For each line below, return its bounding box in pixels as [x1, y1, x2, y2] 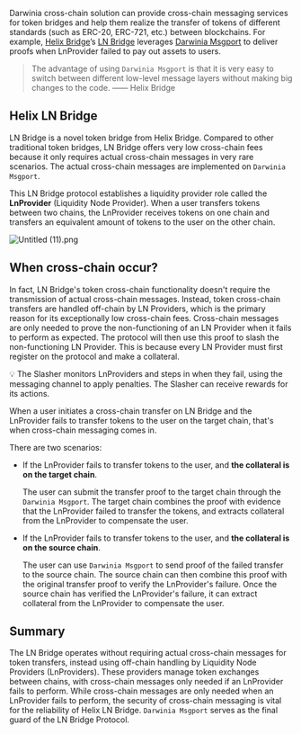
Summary [9, 624, 66, 640]
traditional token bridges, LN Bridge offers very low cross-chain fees [9, 141, 263, 152]
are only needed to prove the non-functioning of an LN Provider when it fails [9, 322, 292, 333]
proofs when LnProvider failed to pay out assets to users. [9, 46, 222, 57]
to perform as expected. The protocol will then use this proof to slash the [9, 332, 280, 343]
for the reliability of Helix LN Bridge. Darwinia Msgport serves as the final [9, 705, 279, 716]
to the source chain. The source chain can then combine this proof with [22, 568, 288, 579]
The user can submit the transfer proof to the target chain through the [22, 486, 281, 497]
